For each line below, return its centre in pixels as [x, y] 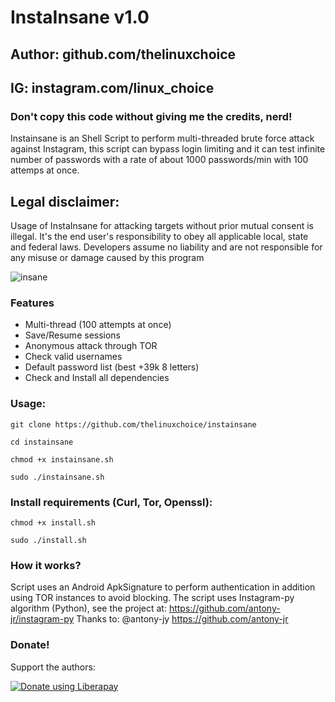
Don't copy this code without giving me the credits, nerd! [151, 116]
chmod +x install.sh [53, 522]
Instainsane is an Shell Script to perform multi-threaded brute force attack [162, 138]
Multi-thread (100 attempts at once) [98, 325]
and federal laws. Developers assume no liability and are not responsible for [166, 247]
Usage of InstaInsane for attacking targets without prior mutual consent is [162, 226]
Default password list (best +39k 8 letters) [112, 367]
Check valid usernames [73, 357]
